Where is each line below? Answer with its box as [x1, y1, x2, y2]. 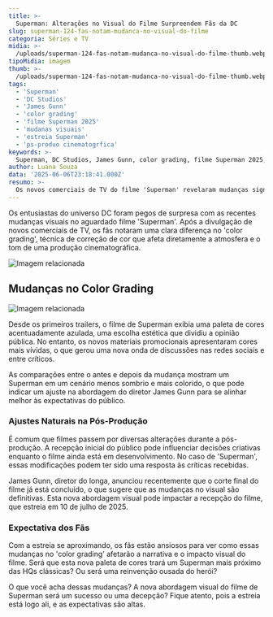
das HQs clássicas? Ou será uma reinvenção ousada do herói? [8, 567, 218, 576]
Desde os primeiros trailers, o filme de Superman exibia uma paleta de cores [8, 319, 265, 329]
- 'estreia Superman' [15, 133, 89, 141]
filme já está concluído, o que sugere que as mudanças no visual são [8, 484, 240, 494]
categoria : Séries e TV [8, 34, 89, 43]
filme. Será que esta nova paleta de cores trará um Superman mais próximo [8, 558, 262, 567]
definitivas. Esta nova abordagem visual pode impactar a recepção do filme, [8, 493, 263, 502]
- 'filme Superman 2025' [15, 118, 100, 126]
